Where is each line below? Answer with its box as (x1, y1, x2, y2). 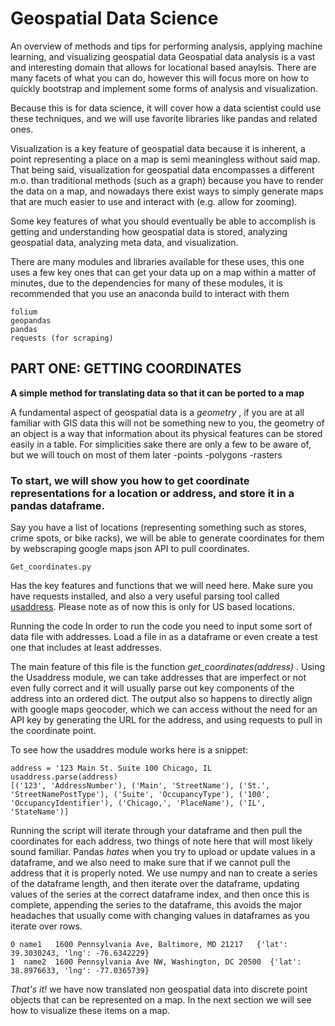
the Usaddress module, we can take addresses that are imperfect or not (10, 672, 307, 684)
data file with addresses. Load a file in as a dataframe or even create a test (10, 631, 318, 643)
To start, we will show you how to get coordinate (10, 473, 250, 487)
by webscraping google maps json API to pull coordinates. (10, 543, 250, 555)
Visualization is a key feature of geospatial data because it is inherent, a (10, 142, 306, 154)
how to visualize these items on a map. (10, 1005, 171, 1017)
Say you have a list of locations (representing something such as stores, (10, 522, 307, 534)
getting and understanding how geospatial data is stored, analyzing (10, 225, 288, 237)
